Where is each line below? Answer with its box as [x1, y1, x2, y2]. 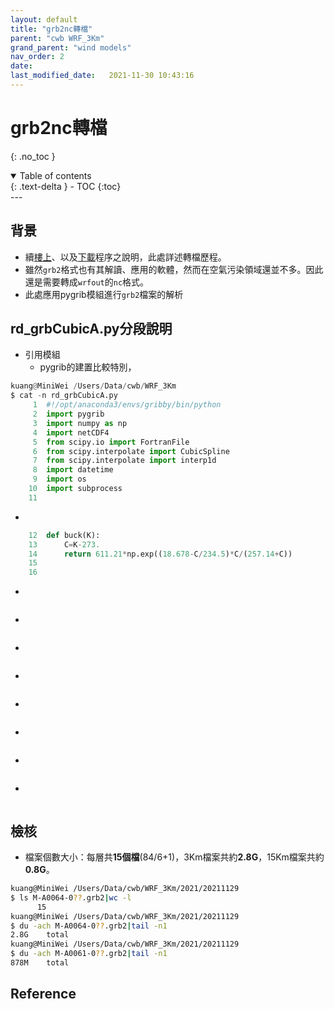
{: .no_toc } [10, 150, 56, 162]
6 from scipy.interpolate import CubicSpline [32, 446, 230, 456]
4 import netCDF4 [32, 427, 110, 438]
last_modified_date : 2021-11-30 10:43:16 [10, 71, 195, 81]
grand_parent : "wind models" [10, 42, 132, 53]
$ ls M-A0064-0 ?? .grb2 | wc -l [10, 892, 132, 903]
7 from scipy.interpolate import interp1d [32, 456, 217, 466]
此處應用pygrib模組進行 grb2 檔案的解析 [24, 288, 184, 300]
